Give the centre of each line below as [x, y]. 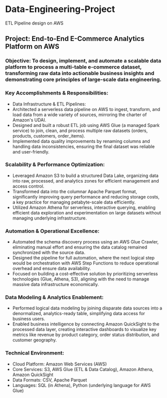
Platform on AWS [32, 47]
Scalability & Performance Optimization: [55, 164]
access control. [28, 186]
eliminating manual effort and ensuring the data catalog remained [80, 247]
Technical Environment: [35, 353]
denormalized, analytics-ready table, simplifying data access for [79, 313]
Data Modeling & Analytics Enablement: [54, 297]
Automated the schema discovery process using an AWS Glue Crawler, [85, 242]
